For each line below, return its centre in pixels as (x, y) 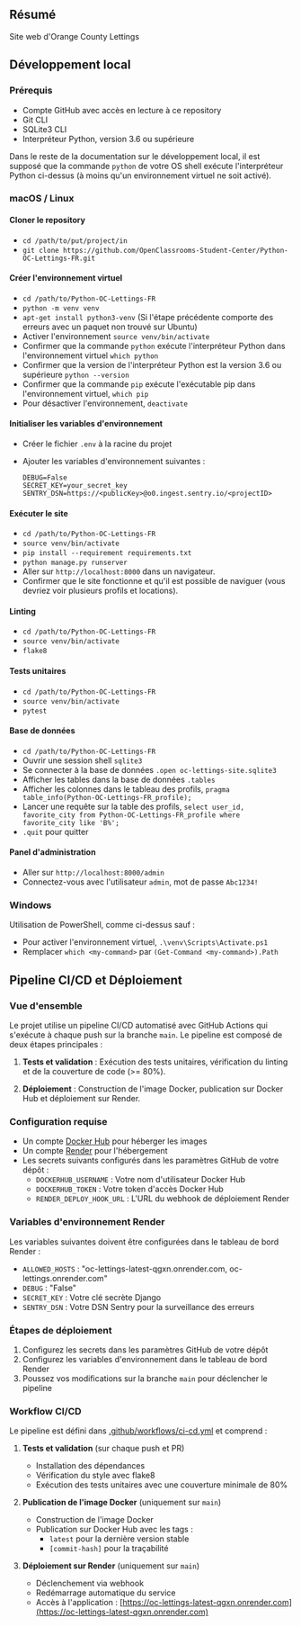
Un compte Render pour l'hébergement (95, 1151)
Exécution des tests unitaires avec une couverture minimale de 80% (162, 1485)
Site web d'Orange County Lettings (75, 36)
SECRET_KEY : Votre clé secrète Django (92, 1297)
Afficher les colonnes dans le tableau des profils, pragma (126, 789)
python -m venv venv (61, 308)
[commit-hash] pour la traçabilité (109, 1549)
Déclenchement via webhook (90, 1584)
